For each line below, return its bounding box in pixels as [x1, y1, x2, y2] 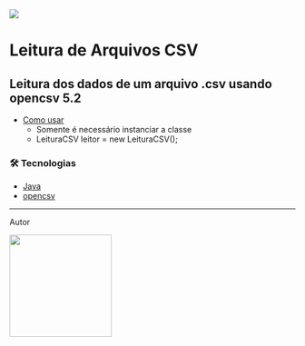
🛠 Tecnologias [9, 156, 77, 169]
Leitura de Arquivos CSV [9, 40, 199, 61]
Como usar [22, 114, 64, 125]
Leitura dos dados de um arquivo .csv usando [9, 76, 272, 92]
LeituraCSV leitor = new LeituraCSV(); [35, 133, 179, 144]
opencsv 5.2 [9, 90, 82, 105]
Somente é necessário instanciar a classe [35, 124, 192, 134]
